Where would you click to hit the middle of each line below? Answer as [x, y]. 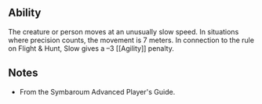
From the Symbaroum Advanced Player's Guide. [97, 91]
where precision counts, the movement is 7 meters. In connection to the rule [131, 40]
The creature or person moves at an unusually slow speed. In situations [124, 31]
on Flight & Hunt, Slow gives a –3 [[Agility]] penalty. [91, 48]
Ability [25, 13]
